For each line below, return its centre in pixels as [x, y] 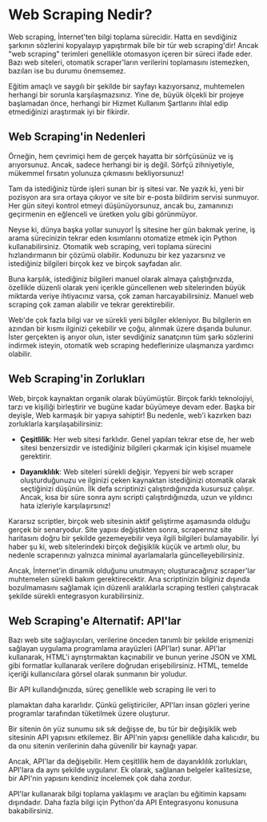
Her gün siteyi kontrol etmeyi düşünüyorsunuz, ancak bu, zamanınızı [121, 205]
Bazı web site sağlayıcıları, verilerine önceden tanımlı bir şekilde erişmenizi [131, 640]
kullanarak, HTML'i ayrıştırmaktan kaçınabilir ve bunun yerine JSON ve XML [133, 657]
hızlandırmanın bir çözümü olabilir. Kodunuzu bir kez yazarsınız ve [117, 255]
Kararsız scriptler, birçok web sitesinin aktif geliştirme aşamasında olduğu [129, 521]
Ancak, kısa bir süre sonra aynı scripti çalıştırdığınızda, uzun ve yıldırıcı [136, 497]
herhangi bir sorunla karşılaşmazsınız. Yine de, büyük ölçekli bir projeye [126, 94]
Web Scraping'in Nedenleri [77, 137]
